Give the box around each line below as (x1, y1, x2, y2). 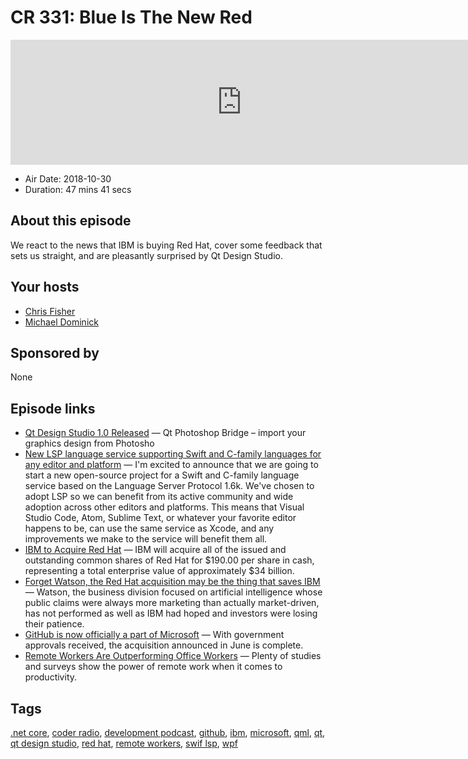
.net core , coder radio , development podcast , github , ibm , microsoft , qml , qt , (10, 727, 326, 738)
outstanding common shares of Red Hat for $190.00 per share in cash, (24, 554, 315, 566)
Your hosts (10, 279, 80, 296)
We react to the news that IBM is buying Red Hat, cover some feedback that (10, 239, 323, 251)
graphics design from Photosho (24, 437, 155, 450)
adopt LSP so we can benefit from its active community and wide (24, 491, 294, 503)
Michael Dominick (24, 316, 99, 328)
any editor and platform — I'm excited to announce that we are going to (24, 459, 319, 471)
